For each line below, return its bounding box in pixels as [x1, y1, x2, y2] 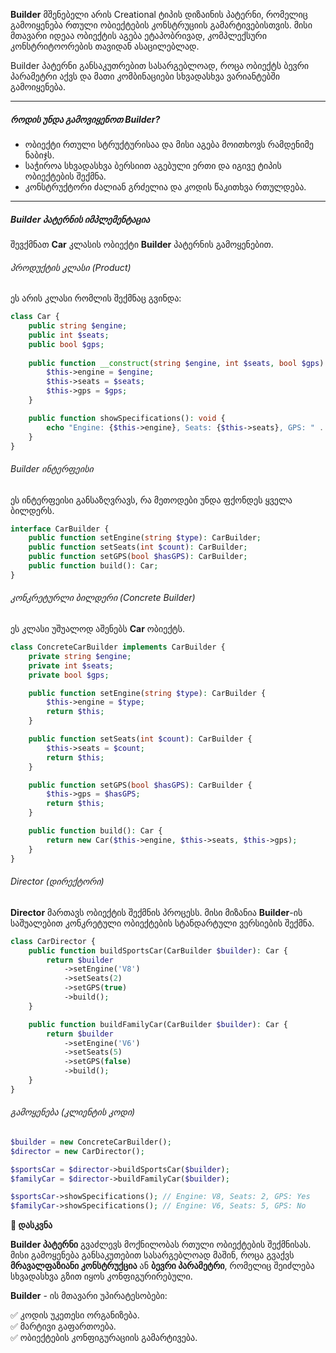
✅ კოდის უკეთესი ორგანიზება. [10, 1309, 140, 1321]
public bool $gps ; [28, 339, 105, 349]
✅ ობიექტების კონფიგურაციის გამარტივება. [10, 1332, 198, 1344]
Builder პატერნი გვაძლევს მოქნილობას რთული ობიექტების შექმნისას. [10, 1239, 312, 1251]
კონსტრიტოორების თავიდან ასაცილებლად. [10, 40, 200, 52]
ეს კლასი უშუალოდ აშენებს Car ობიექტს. [10, 623, 186, 635]
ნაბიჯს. [24, 149, 55, 161]
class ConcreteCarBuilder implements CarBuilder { [10, 642, 226, 653]
